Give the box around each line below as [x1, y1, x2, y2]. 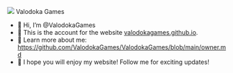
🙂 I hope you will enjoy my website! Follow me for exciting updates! [17, 58, 210, 66]
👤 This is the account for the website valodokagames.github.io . [17, 29, 198, 36]
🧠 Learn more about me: [17, 35, 87, 44]
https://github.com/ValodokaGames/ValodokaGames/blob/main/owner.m [17, 43, 226, 51]
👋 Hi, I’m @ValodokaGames [17, 21, 96, 29]
